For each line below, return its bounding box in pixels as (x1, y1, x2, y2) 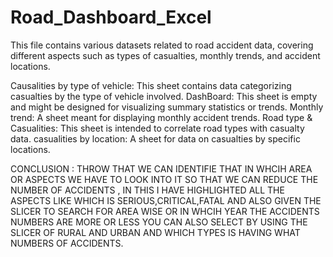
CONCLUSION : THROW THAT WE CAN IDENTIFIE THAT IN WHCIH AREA (10, 162, 313, 175)
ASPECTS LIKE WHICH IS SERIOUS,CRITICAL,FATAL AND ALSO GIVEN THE (10, 194, 322, 206)
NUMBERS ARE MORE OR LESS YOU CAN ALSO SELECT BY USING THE (10, 216, 308, 228)
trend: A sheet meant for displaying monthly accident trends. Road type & (10, 111, 313, 123)
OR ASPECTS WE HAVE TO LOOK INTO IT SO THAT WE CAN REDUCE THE (10, 173, 319, 185)
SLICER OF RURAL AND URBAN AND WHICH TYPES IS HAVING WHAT (10, 226, 301, 238)
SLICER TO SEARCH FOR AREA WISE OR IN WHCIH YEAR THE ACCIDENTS (10, 205, 320, 217)
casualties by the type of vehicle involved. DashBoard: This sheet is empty (10, 90, 318, 102)
